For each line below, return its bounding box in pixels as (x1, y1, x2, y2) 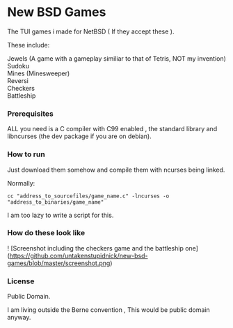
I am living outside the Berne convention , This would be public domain (7, 306, 210, 314)
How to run (7, 149, 45, 159)
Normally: (7, 179, 35, 187)
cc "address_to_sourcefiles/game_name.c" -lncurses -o (7, 193, 170, 200)
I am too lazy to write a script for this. (7, 211, 114, 219)
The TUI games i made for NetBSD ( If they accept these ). (7, 27, 175, 36)
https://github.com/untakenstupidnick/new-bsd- (9, 251, 148, 260)
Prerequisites (7, 109, 54, 119)
